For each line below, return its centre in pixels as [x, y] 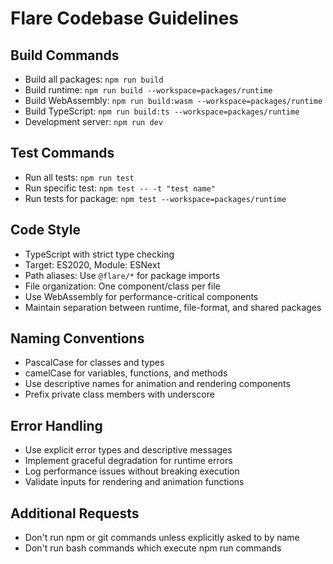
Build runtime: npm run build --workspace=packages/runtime [148, 90]
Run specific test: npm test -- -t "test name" [120, 188]
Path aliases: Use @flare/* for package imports [122, 275]
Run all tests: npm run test [79, 177]
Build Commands [65, 55]
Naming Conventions [77, 338]
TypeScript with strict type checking [99, 254]
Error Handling [56, 425]
